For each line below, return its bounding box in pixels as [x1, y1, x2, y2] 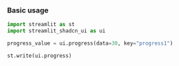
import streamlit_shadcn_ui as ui [7, 27, 106, 34]
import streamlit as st [7, 21, 75, 28]
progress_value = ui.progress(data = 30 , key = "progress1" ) [7, 40, 174, 47]
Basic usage [7, 5, 49, 15]
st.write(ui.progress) [7, 52, 72, 59]
